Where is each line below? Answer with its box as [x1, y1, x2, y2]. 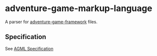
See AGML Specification [5, 45, 54, 51]
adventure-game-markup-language [5, 3, 153, 14]
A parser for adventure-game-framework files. [5, 19, 98, 25]
